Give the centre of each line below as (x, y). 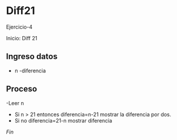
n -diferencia (30, 71)
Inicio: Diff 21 (22, 38)
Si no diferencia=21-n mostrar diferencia (63, 120)
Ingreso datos (32, 57)
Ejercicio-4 (19, 27)
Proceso (22, 89)
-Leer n (15, 103)
